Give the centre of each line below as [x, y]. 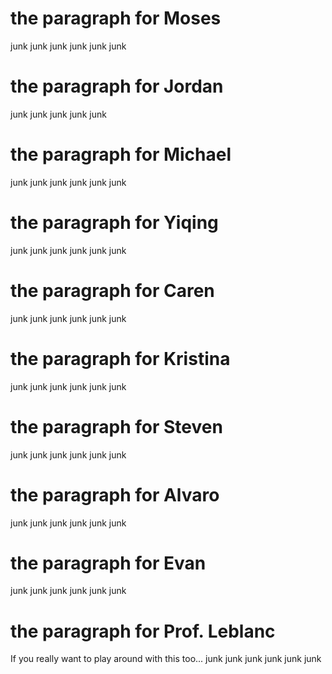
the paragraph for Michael [121, 154]
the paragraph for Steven [116, 426]
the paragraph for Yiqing [114, 223]
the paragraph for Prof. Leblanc [143, 631]
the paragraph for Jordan [117, 86]
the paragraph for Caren [112, 290]
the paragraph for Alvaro [115, 494]
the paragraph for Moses [116, 18]
